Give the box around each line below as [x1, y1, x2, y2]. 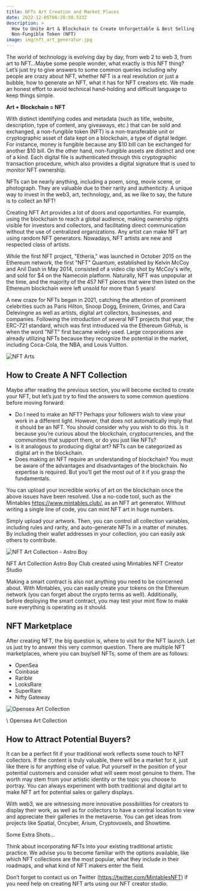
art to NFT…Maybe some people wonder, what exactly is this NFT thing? [6, 60, 185, 67]
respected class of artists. [6, 241, 71, 248]
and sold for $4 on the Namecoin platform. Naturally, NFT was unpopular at [6, 272, 193, 279]
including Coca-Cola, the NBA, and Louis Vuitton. [6, 341, 128, 348]
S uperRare [14, 687, 42, 694]
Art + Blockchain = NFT [6, 104, 66, 110]
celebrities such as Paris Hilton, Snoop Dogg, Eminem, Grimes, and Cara [6, 302, 185, 310]
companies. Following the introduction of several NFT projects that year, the [6, 316, 194, 322]
